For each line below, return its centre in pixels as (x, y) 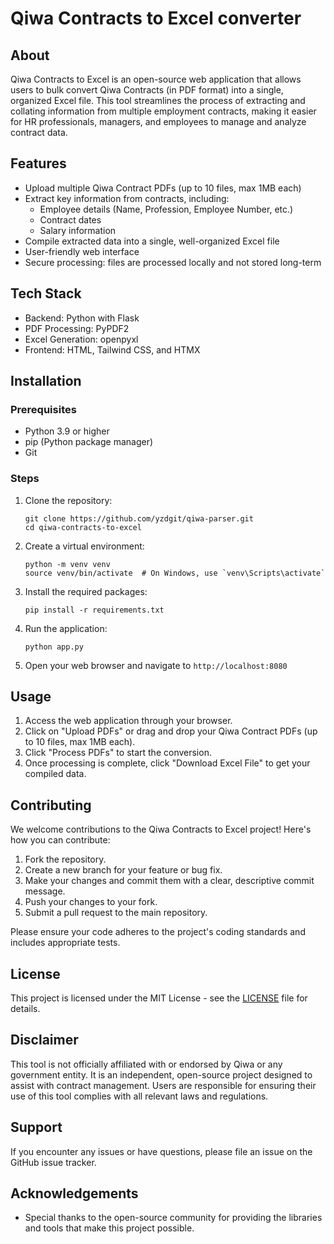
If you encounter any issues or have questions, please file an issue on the (161, 1151)
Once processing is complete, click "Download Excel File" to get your (167, 763)
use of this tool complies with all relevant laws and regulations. (139, 1096)
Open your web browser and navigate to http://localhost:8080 (156, 665)
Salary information (78, 230)
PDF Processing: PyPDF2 (77, 328)
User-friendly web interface (82, 251)
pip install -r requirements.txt (94, 610)
